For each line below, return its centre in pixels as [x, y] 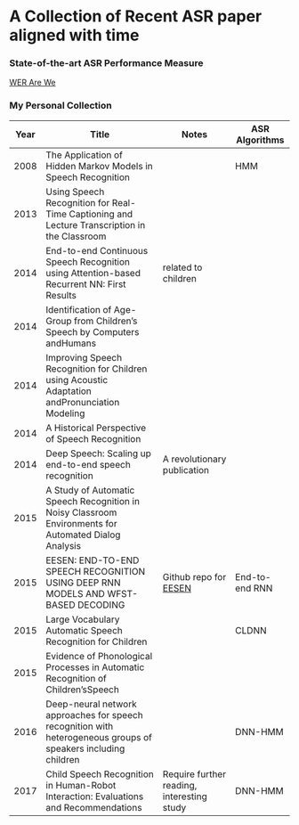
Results [61, 295]
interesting [185, 796]
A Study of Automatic [90, 490]
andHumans [71, 343]
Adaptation [69, 391]
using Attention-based [93, 273]
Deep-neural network [91, 704]
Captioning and [101, 214]
